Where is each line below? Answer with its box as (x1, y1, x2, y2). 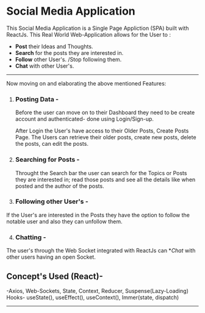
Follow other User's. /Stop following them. (15, 56, 122, 63)
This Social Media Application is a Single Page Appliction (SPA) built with (6, 24, 189, 32)
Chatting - (15, 233, 46, 242)
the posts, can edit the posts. (15, 140, 88, 148)
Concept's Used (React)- (6, 271, 103, 281)
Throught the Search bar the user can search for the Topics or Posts (15, 169, 187, 176)
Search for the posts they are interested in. (15, 49, 124, 56)
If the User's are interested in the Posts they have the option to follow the (6, 211, 190, 218)
